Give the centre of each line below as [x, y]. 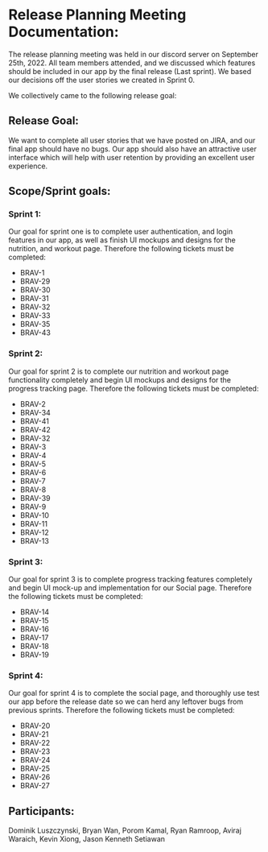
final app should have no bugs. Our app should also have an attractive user [133, 149]
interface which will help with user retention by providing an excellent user [132, 157]
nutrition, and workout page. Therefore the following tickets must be [122, 249]
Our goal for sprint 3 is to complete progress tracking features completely [130, 579]
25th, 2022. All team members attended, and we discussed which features [132, 63]
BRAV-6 [33, 472]
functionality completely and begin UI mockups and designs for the [120, 379]
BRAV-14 [35, 612]
